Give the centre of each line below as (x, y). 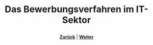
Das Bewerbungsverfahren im (69, 9)
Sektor (76, 20)
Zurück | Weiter (76, 37)
